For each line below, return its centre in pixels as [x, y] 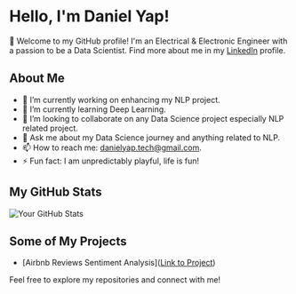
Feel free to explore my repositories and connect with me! [115, 280]
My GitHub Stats [56, 192]
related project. [50, 128]
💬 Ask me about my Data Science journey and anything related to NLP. [151, 137]
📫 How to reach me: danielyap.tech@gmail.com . [112, 147]
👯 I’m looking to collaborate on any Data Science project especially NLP [153, 118]
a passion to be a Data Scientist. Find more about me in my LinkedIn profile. [148, 50]
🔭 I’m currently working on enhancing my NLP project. [121, 99]
